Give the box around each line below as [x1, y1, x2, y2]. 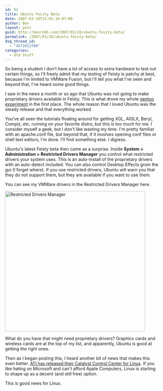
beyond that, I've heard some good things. [5, 82, 90, 87]
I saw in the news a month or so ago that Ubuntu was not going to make [5, 91, 149, 97]
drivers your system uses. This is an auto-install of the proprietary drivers [5, 157, 152, 163]
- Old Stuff [9, 52, 34, 58]
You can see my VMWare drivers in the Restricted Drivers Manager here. [5, 182, 151, 187]
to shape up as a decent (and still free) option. [5, 371, 98, 377]
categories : [5, 48, 29, 53]
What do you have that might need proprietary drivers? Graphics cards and [5, 335, 156, 342]
